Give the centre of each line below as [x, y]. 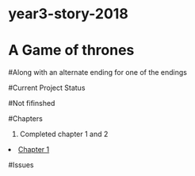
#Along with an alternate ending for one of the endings [98, 72]
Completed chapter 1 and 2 [64, 134]
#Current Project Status [47, 88]
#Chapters [26, 119]
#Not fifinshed [32, 104]
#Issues [21, 165]
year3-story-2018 [68, 14]
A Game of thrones [71, 51]
